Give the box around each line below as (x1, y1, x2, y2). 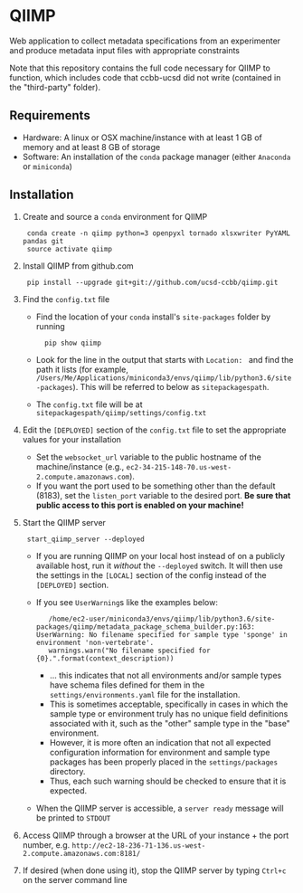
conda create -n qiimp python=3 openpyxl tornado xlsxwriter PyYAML (26, 228, 291, 238)
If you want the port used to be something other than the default (35, 480, 276, 491)
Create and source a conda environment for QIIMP (22, 211, 208, 222)
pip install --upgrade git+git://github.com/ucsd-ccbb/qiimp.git (26, 278, 279, 287)
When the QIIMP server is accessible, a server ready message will (35, 803, 284, 813)
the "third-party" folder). (9, 81, 101, 92)
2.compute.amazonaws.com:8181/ (22, 849, 141, 858)
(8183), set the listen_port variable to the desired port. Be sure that (35, 489, 291, 500)
